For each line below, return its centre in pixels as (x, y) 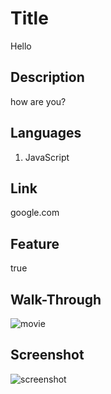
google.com (35, 213)
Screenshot (47, 355)
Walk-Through (56, 299)
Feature (35, 243)
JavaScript (47, 157)
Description (47, 77)
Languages (46, 133)
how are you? (38, 101)
